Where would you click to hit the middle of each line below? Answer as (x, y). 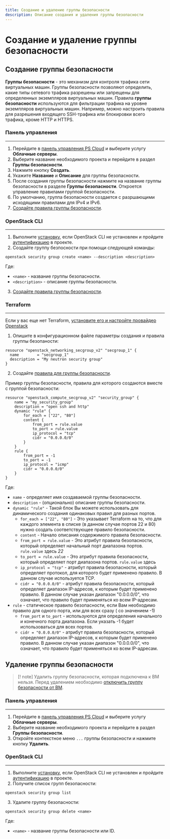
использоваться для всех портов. (57, 627)
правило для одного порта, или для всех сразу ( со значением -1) (84, 611)
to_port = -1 (37, 460)
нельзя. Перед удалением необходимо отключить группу (80, 682)
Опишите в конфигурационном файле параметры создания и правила (88, 336)
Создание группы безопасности (59, 69)
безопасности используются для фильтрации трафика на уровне (76, 103)
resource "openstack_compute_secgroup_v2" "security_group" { (72, 398)
